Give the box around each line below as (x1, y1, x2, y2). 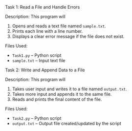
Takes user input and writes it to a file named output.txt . (12, 86, 127, 92)
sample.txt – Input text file (12, 58, 66, 63)
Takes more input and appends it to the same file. (12, 91, 112, 97)
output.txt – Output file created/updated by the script (12, 121, 121, 126)
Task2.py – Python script (12, 115, 62, 121)
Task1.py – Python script (12, 52, 62, 58)
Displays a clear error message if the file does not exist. (12, 34, 125, 39)
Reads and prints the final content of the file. (12, 96, 102, 102)
